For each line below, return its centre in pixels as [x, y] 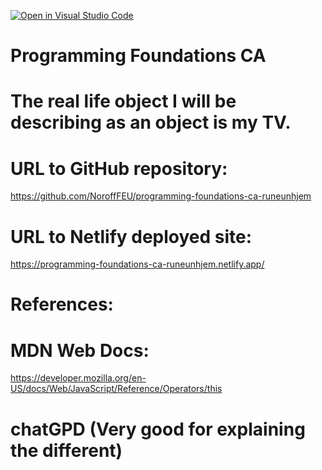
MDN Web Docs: [80, 350]
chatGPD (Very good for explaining [158, 429]
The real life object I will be [123, 101]
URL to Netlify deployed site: [131, 236]
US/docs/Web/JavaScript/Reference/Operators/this [116, 389]
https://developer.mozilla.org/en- [78, 378]
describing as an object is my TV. [151, 122]
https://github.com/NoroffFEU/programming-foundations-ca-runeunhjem [161, 196]
